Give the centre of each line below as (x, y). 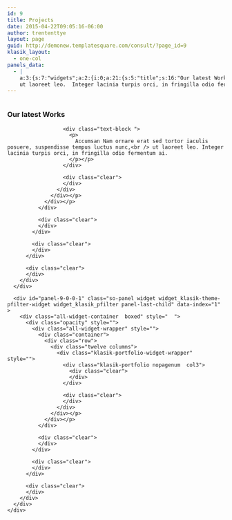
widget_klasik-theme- (190, 298)
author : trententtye (37, 33)
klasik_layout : (29, 53)
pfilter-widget (29, 304)
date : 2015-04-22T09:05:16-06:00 (55, 26)
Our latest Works (36, 115)
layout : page (26, 39)
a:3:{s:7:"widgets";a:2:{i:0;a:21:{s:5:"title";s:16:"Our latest (116, 78)
